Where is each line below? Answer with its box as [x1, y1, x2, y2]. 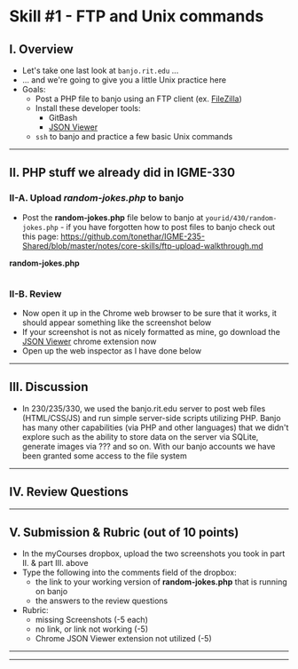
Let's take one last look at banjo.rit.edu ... [21, 65, 179, 76]
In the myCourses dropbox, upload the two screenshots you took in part [21, 548, 286, 559]
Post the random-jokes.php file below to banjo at [21, 211, 204, 223]
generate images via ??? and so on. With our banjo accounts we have [21, 441, 276, 451]
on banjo [35, 586, 68, 597]
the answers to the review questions [35, 595, 169, 606]
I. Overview [9, 42, 74, 57]
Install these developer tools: [35, 103, 141, 113]
